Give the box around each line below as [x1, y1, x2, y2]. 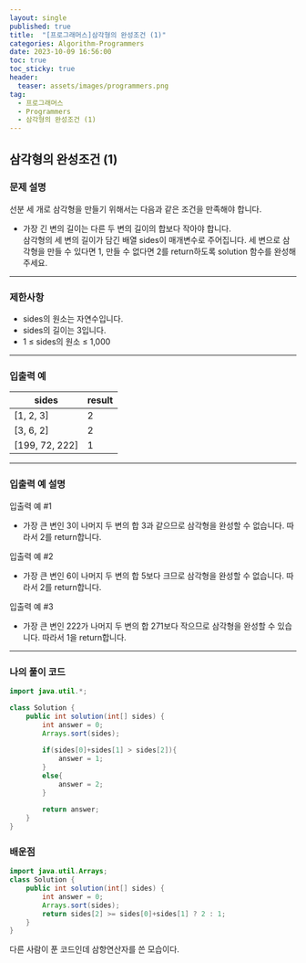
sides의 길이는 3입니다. [22, 325, 107, 336]
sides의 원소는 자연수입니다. [22, 313, 124, 324]
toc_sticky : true [9, 65, 76, 74]
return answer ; [42, 805, 100, 814]
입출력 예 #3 [9, 600, 54, 612]
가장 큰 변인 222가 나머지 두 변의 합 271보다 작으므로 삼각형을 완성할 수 [22, 620, 276, 631]
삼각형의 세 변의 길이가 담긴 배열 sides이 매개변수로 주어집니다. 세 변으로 [22, 234, 280, 245]
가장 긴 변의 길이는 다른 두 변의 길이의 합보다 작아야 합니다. [22, 223, 232, 234]
